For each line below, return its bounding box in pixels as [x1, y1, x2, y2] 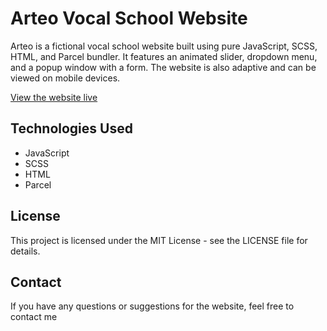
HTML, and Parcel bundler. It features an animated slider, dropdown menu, [10, 50, 318, 62]
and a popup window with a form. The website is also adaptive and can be [10, 61, 317, 73]
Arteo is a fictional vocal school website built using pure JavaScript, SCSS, [10, 40, 318, 52]
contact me [10, 311, 58, 323]
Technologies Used [10, 120, 133, 137]
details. [10, 245, 41, 257]
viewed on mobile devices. [10, 72, 121, 84]
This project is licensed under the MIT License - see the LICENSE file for [10, 234, 308, 246]
